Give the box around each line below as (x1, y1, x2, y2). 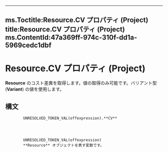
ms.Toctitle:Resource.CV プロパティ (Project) (5, 16, 148, 24)
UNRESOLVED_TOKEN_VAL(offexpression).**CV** (23, 116, 117, 121)
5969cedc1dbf (5, 41, 51, 50)
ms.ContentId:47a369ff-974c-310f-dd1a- (5, 33, 137, 42)
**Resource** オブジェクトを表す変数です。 (23, 143, 104, 148)
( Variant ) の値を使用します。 (5, 86, 64, 92)
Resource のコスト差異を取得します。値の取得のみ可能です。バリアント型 (5, 80, 157, 86)
